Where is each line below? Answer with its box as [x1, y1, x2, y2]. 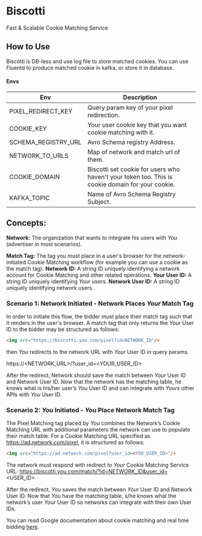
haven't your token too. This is [87, 172, 173, 181]
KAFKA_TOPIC [9, 194, 50, 202]
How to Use [6, 42, 50, 52]
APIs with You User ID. [6, 391, 62, 398]
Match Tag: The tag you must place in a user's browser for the [6, 252, 162, 259]
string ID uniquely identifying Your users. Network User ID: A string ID [6, 277, 180, 285]
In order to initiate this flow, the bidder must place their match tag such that [6, 313, 192, 320]
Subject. [87, 197, 111, 206]
